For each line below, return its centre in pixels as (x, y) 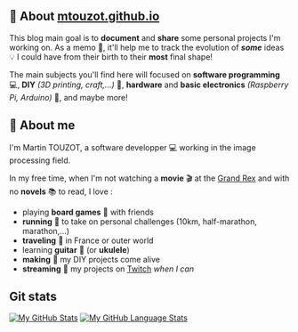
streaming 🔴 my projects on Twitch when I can (108, 269)
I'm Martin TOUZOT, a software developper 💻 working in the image (133, 147)
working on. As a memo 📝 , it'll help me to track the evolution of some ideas (147, 47)
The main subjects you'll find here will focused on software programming (145, 74)
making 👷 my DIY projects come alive (91, 259)
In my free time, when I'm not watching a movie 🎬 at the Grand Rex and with (149, 178)
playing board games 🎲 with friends (88, 212)
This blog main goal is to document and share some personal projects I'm (145, 37)
